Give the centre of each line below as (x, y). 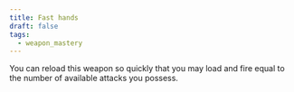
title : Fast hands (44, 18)
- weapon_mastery (50, 43)
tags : (19, 34)
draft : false (34, 26)
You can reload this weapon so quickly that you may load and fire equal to (147, 69)
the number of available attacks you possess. (94, 78)
